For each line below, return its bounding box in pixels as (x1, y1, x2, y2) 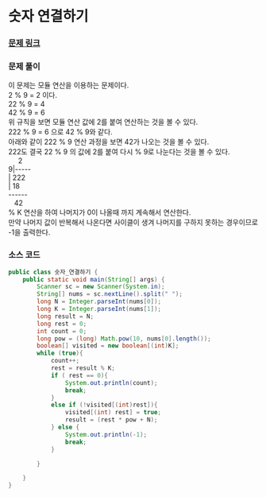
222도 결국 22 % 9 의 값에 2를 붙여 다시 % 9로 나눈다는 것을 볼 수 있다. (8, 147, 230, 157)
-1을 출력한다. (8, 227, 51, 237)
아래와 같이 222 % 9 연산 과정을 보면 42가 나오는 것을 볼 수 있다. (8, 137, 210, 147)
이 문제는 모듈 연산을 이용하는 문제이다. (8, 80, 129, 90)
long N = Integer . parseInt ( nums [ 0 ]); (37, 297, 161, 306)
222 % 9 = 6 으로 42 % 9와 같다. (8, 127, 113, 137)
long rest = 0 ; (37, 320, 87, 328)
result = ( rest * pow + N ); (64, 416, 158, 424)
